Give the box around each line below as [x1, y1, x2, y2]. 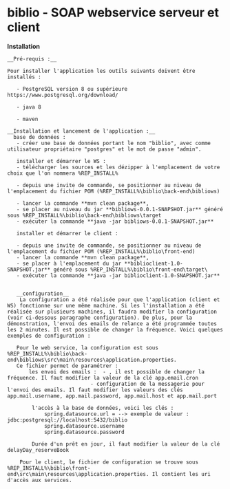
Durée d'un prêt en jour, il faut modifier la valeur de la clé [32, 440, 220, 448]
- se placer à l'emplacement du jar [16, 260, 122, 267]
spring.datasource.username [43, 422, 125, 429]
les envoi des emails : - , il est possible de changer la [28, 368, 205, 376]
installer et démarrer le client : [16, 230, 118, 237]
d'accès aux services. [7, 477, 72, 483]
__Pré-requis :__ [7, 55, 57, 63]
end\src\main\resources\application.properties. [7, 470, 149, 477]
